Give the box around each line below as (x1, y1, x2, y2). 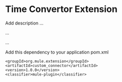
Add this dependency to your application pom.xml (5, 49, 109, 55)
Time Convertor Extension (5, 3, 117, 15)
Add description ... (5, 20, 44, 26)
